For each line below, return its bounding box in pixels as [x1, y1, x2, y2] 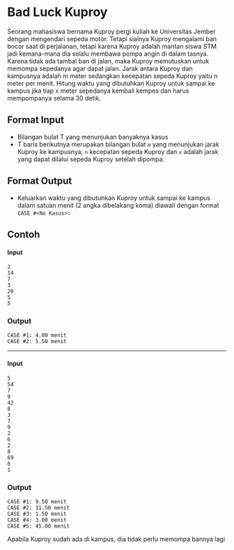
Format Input [7, 114, 65, 126]
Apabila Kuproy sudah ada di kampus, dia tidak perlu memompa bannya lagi [7, 535, 225, 543]
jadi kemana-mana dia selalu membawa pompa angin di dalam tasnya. [7, 49, 209, 58]
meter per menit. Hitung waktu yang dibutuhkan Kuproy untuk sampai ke [7, 79, 215, 87]
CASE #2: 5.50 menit [7, 338, 68, 345]
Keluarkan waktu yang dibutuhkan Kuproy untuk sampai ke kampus [17, 193, 211, 202]
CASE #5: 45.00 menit [7, 522, 70, 530]
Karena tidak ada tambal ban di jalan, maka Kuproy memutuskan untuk [7, 56, 210, 65]
